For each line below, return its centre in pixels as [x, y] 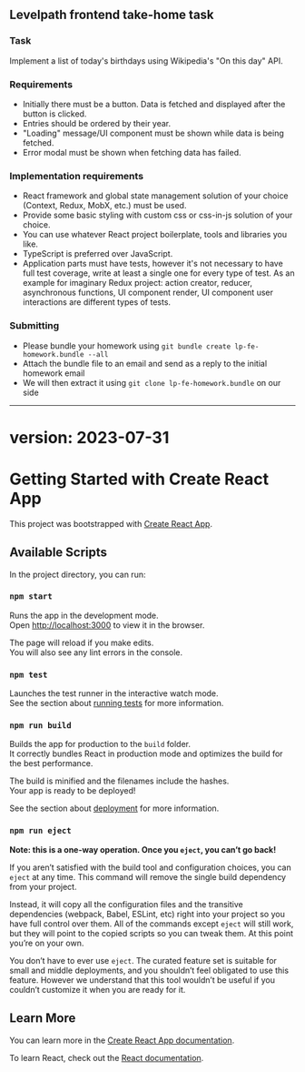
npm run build [40, 726]
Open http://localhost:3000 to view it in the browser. [107, 625]
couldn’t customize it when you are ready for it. [98, 989]
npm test [29, 674]
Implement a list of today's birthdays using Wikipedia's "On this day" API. [146, 61]
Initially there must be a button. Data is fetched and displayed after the [154, 104]
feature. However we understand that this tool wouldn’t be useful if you [142, 980]
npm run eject [40, 831]
